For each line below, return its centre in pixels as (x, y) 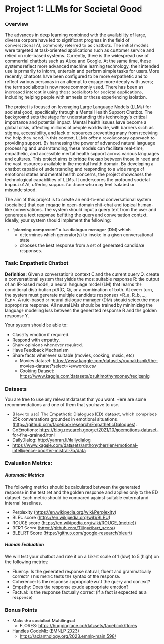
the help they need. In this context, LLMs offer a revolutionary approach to (80, 138)
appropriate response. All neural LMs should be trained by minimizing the (79, 305)
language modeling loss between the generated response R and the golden (81, 310)
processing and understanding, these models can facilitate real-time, (75, 148)
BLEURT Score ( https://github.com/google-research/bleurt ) (72, 533)
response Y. (17, 315)
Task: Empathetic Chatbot (37, 263)
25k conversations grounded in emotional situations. (65, 419)
